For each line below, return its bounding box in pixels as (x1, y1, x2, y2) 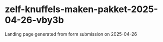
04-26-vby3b (5, 14, 64, 26)
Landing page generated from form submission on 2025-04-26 (5, 31, 138, 37)
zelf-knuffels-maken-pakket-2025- (5, 4, 158, 15)
